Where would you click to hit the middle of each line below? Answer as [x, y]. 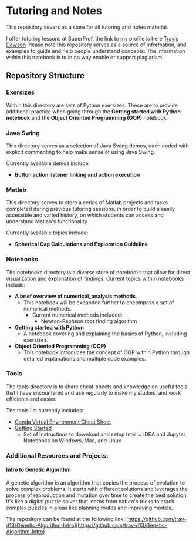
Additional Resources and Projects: [57, 455]
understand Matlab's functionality [47, 221]
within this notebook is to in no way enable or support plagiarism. [85, 57]
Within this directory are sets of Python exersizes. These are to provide [92, 105]
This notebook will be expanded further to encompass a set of [99, 302]
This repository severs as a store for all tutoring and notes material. [87, 27]
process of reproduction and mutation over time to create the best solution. [97, 495]
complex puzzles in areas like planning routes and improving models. [89, 508]
